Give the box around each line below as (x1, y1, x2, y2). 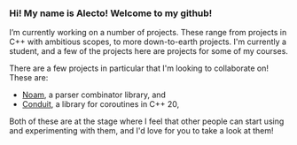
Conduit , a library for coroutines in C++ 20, (21, 99, 180, 110)
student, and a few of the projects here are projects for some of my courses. (9, 46, 288, 57)
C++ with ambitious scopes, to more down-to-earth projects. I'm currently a (9, 36, 286, 47)
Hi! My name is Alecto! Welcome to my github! (9, 7, 213, 19)
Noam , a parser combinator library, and (21, 89, 167, 100)
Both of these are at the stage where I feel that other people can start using (9, 116, 285, 126)
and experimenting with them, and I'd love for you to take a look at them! (9, 126, 274, 136)
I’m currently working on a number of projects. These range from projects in (9, 27, 287, 38)
